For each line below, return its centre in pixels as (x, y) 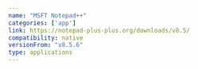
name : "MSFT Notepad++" (48, 15)
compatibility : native (46, 38)
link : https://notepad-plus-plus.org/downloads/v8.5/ (99, 30)
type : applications (41, 52)
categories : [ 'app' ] (43, 23)
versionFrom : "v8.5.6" (46, 45)
